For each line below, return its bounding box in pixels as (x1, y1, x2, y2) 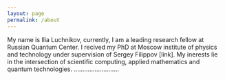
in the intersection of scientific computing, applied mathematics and (7, 57, 200, 66)
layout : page (7, 10, 45, 17)
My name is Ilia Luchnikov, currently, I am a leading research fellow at (7, 35, 204, 43)
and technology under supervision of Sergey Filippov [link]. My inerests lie (7, 50, 218, 59)
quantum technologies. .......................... (7, 65, 119, 73)
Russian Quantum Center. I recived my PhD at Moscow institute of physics (7, 43, 217, 51)
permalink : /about (7, 17, 60, 23)
